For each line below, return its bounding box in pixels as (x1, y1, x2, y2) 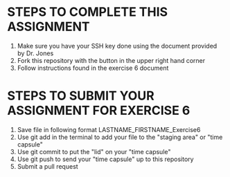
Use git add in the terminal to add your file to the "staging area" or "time (17, 133, 223, 141)
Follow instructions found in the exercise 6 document (17, 64, 169, 72)
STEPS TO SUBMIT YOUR (7, 88, 154, 104)
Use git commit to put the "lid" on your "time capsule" (17, 147, 171, 156)
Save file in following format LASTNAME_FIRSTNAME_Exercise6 (17, 125, 201, 133)
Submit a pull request (17, 162, 78, 170)
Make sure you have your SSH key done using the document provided (17, 41, 218, 50)
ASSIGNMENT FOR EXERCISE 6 (7, 103, 191, 118)
